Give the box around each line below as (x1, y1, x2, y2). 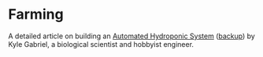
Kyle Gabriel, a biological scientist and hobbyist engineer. (8, 39, 194, 48)
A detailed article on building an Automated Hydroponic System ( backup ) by (8, 31, 256, 41)
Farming (8, 5, 65, 23)
